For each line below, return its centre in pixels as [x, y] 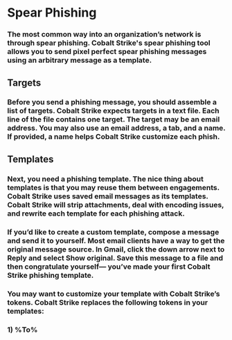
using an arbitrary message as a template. [80, 60]
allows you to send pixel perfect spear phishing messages [107, 52]
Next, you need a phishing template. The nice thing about [106, 179]
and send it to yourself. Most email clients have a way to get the [116, 240]
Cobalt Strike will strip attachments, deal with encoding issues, [116, 205]
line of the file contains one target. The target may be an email [114, 120]
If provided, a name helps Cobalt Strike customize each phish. [114, 137]
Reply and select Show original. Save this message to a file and [115, 258]
